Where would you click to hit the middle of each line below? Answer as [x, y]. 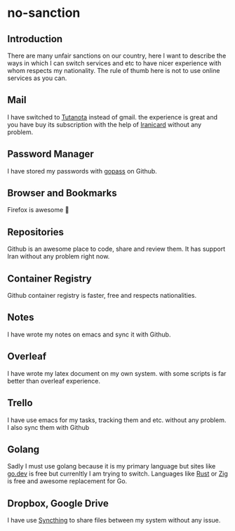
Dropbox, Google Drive [58, 503]
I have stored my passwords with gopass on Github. [82, 171]
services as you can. [37, 78]
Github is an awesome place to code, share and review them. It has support [116, 249]
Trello [20, 403]
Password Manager [51, 154]
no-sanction [44, 13]
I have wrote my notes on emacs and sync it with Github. [89, 334]
